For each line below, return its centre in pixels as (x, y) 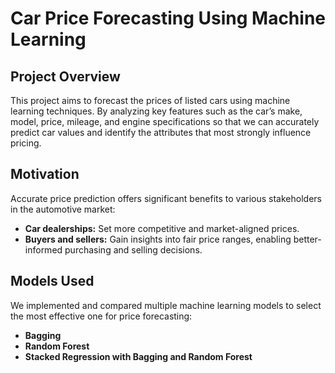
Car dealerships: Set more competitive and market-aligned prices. (162, 228)
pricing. (26, 143)
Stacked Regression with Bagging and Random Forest (138, 356)
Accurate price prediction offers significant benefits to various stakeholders (166, 198)
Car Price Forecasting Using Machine (168, 18)
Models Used (52, 281)
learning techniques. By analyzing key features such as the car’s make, (156, 111)
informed (43, 249)
